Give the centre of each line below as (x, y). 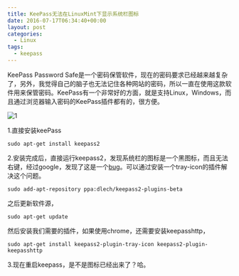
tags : (15, 47)
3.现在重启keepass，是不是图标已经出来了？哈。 (79, 265)
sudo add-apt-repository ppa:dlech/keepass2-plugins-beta (95, 189)
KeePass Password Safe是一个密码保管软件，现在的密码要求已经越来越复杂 (118, 75)
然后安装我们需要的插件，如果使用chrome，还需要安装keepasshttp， (108, 230)
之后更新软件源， (32, 203)
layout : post (27, 27)
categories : (25, 34)
